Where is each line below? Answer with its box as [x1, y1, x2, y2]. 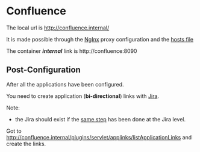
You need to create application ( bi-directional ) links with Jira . [6, 92, 160, 100]
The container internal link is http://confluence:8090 [6, 47, 137, 55]
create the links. [6, 140, 46, 147]
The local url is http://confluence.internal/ [6, 24, 110, 31]
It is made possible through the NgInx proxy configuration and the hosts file [6, 35, 194, 43]
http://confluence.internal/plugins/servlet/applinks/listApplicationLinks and [6, 133, 192, 141]
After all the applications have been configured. [6, 81, 125, 88]
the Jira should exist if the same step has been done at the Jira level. [14, 115, 186, 123]
